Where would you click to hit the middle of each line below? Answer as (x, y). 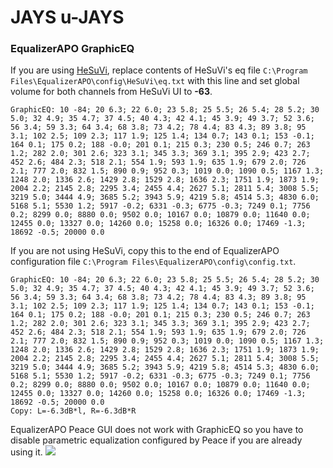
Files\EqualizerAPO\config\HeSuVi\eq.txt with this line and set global (155, 81)
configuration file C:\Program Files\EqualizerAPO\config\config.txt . (153, 262)
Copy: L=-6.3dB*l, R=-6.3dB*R (73, 411)
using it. (26, 452)
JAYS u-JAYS (67, 17)
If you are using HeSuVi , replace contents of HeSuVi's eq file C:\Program (159, 70)
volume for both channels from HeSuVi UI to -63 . (111, 92)
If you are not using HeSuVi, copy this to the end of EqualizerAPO (145, 251)
